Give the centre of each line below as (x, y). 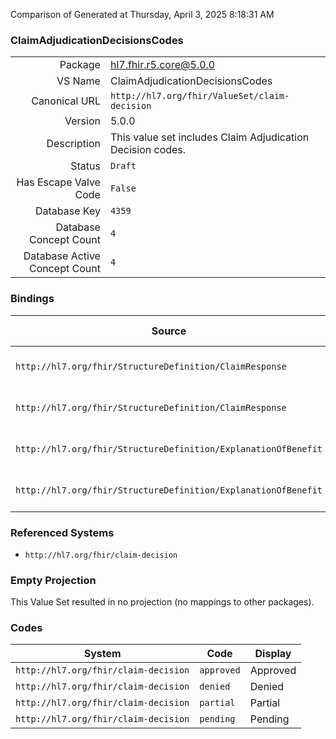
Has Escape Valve (58, 182)
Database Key (67, 211)
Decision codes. (148, 150)
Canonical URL (66, 101)
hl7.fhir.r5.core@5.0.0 (162, 65)
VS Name (78, 81)
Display (273, 654)
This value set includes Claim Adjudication (209, 137)
